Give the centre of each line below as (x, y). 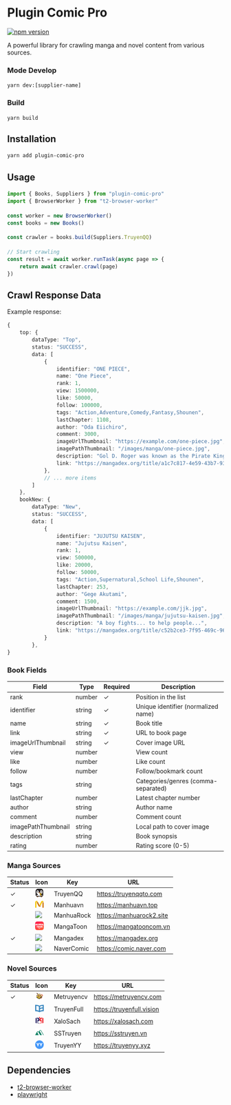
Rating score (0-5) (163, 846)
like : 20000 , (75, 565)
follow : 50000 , (78, 572)
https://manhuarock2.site (132, 916)
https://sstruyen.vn (121, 1033)
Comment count (158, 817)
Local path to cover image (173, 826)
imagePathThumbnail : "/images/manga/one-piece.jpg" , (133, 449)
